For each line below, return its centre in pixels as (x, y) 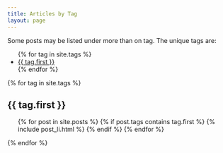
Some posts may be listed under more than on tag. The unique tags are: (112, 40)
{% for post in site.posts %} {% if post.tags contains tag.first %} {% (116, 122)
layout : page (27, 20)
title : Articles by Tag (42, 14)
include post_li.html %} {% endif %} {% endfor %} (91, 129)
